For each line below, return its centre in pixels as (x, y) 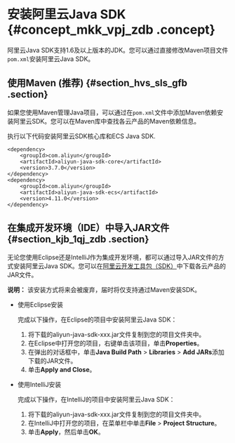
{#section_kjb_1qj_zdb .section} (78, 239)
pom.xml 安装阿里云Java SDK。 (51, 59)
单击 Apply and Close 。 (62, 369)
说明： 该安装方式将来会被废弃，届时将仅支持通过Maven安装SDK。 (104, 289)
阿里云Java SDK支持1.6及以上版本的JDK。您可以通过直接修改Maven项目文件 (118, 50)
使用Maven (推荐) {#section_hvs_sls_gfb (98, 83)
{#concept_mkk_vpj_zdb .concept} (112, 30)
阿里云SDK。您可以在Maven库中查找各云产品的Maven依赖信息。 (107, 121)
